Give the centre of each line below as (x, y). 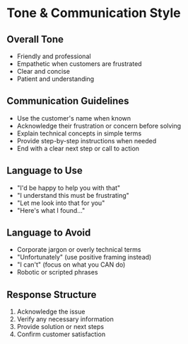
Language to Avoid (49, 233)
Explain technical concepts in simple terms (79, 133)
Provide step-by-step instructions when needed (87, 140)
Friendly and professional (54, 56)
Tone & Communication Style (94, 13)
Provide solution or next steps (60, 327)
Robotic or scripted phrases (57, 272)
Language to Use (45, 171)
